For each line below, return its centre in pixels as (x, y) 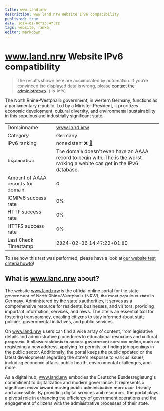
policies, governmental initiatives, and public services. (60, 321)
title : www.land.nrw (26, 10)
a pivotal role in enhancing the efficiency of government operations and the (81, 398)
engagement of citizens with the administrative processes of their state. (77, 403)
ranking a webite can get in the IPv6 (97, 163)
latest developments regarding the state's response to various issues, (75, 357)
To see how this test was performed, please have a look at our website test (81, 258)
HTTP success (24, 212)
